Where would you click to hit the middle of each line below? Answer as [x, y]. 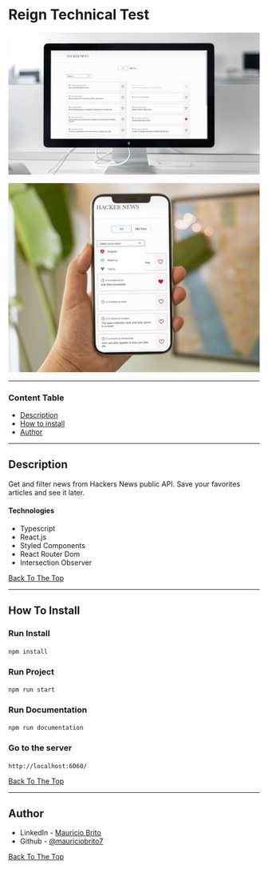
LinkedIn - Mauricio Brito [60, 833]
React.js [33, 537]
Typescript [37, 529]
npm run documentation [46, 728]
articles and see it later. [47, 492]
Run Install [29, 634]
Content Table [36, 398]
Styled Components [53, 546]
